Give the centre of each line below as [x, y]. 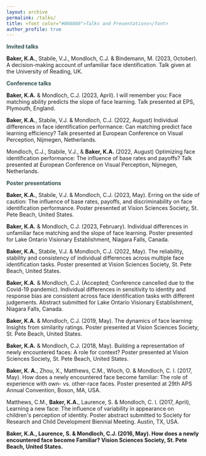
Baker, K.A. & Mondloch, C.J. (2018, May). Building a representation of [96, 346]
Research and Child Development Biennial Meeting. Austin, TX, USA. [93, 422]
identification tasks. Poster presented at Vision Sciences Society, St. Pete [99, 265]
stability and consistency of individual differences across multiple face [95, 258]
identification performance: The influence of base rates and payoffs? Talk [99, 158]
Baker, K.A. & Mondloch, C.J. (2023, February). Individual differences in [97, 226]
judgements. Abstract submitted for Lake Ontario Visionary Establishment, [100, 303]
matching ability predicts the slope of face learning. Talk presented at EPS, [101, 102]
